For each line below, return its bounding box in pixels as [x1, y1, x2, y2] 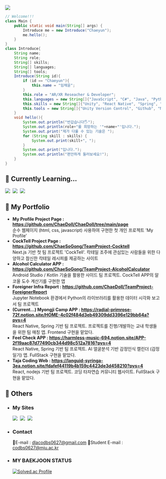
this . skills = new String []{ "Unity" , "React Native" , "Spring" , [23, 101, 158, 106]
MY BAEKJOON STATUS [12, 457, 72, 464]
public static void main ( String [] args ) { [14, 23, 103, 28]
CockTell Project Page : [12, 238, 61, 244]
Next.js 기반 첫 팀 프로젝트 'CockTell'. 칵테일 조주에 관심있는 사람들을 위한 [12, 249, 156, 255]
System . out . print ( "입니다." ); [23, 147, 82, 152]
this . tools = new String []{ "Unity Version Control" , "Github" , [23, 106, 156, 111]
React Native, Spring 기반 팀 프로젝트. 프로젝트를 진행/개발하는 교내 [12, 323, 144, 329]
